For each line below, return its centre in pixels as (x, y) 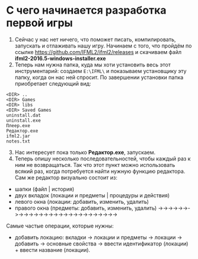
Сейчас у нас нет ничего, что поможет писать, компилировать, (95, 39)
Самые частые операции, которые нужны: (60, 226)
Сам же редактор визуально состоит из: (66, 177)
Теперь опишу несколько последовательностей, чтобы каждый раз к (103, 159)
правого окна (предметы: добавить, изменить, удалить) (86, 208)
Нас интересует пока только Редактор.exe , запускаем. (85, 152)
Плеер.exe (18, 125)
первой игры (39, 23)
